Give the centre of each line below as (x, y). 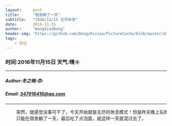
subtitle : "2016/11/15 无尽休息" (42, 19)
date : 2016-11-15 (31, 24)
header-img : (18, 34)
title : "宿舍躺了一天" (33, 15)
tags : (11, 39)
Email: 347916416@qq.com (35, 94)
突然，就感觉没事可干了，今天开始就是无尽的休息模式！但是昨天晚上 (88, 112)
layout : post (24, 10)
